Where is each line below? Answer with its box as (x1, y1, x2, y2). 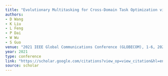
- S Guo (5, 40, 21, 45)
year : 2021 (5, 49, 28, 54)
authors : (5, 12, 23, 17)
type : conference (5, 53, 41, 59)
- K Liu (5, 21, 21, 26)
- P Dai (5, 30, 21, 35)
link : (5, 58, 16, 63)
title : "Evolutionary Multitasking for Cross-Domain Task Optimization (5, 7, 157, 12)
